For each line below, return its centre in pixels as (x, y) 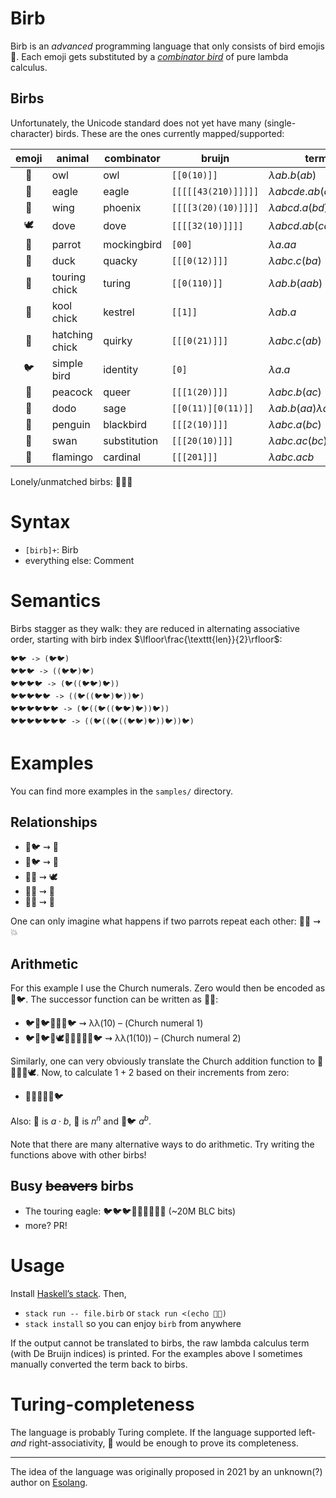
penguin (71, 424)
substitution (131, 440)
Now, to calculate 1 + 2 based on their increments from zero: (165, 1073)
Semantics (56, 600)
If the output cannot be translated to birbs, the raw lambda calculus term (160, 1343)
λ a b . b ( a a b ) (295, 283)
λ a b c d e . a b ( (296, 191)
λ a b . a (282, 312)
